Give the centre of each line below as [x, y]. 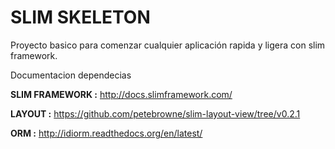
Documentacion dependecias [71, 75]
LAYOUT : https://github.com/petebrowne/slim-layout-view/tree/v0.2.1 [155, 113]
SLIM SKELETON [80, 17]
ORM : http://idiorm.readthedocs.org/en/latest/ [106, 133]
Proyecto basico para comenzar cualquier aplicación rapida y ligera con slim [168, 45]
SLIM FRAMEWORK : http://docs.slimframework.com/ [121, 94]
